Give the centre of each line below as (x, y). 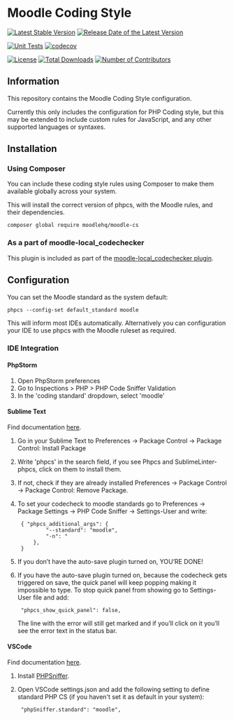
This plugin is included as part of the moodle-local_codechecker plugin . (111, 258)
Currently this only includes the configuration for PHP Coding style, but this (116, 112)
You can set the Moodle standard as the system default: (88, 297)
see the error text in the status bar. (67, 630)
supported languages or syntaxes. (57, 127)
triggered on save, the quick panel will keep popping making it (107, 582)
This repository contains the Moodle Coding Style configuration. (100, 98)
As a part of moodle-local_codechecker (76, 243)
